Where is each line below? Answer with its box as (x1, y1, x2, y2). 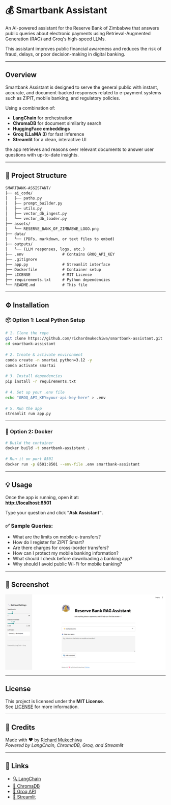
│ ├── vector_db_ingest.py (5, 211, 67, 216)
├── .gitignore (5, 256, 38, 262)
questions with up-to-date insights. (5, 151, 79, 158)
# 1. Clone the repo (5, 330, 49, 336)
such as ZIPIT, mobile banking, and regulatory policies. (5, 95, 121, 101)
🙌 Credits (5, 723, 36, 732)
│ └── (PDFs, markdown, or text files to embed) (5, 236, 115, 242)
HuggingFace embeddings (12, 125, 70, 132)
